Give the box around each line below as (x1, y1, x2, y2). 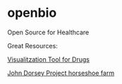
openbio (7, 5, 57, 21)
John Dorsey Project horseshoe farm (7, 69, 115, 77)
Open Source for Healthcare (7, 28, 90, 36)
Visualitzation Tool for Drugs (7, 55, 90, 64)
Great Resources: (7, 41, 58, 50)
